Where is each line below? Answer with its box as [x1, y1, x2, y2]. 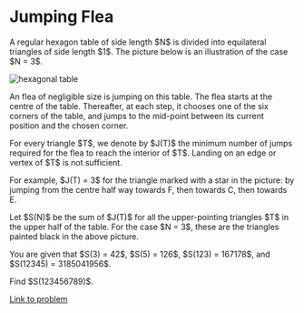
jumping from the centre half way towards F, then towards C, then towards [9, 184, 288, 195]
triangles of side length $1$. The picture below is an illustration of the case [9, 45, 289, 56]
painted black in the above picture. [9, 230, 139, 242]
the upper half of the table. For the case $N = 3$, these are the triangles [9, 221, 279, 232]
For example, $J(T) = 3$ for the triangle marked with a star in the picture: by [9, 175, 295, 186]
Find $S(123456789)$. [9, 276, 93, 287]
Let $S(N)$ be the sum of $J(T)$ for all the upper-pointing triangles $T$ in [9, 211, 289, 222]
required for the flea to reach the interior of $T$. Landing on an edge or [9, 147, 277, 158]
